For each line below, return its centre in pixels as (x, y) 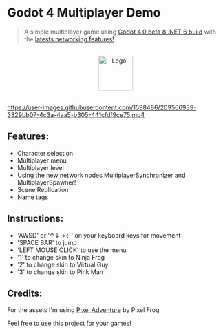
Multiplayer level (40, 167)
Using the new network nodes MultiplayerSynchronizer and (101, 175)
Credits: (25, 293)
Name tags (33, 197)
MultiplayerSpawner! (46, 182)
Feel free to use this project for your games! (70, 323)
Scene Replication (43, 189)
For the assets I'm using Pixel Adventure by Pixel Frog (83, 310)
